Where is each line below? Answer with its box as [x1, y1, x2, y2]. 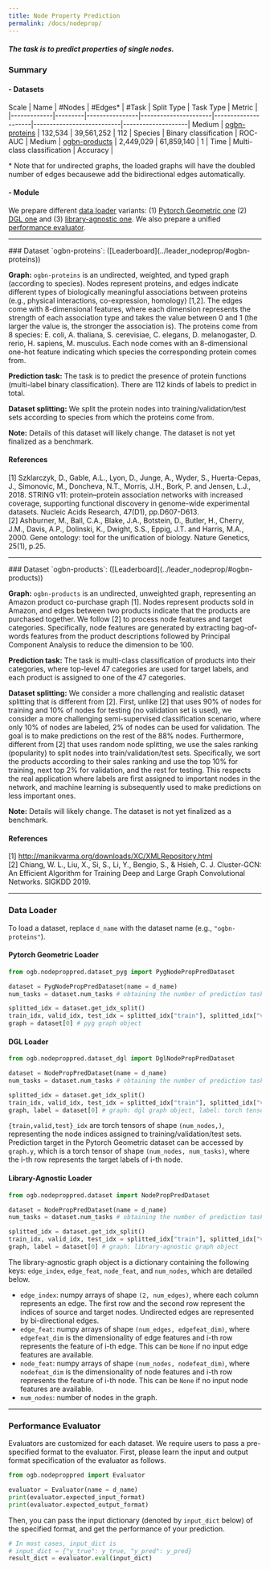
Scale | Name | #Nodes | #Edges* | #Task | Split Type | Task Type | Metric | [8, 102, 258, 112]
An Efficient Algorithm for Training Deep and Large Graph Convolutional [8, 869, 245, 878]
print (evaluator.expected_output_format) [8, 1501, 149, 1509]
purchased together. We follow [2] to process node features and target [8, 614, 243, 624]
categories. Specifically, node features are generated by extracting [8, 623, 231, 633]
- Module [8, 188, 40, 197]
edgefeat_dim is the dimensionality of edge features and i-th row [19, 1332, 233, 1342]
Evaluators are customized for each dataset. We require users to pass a [8, 1439, 245, 1448]
